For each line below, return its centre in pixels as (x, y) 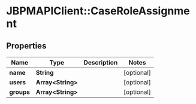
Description (101, 62)
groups (20, 92)
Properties (26, 46)
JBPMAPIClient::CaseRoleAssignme (98, 11)
